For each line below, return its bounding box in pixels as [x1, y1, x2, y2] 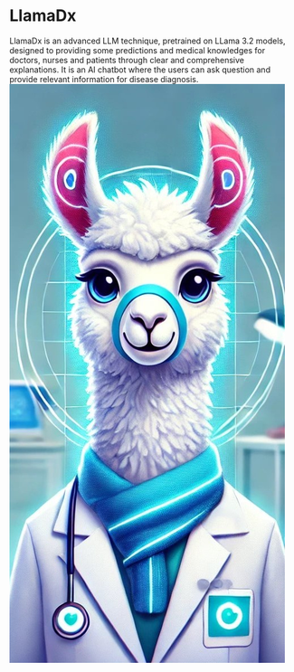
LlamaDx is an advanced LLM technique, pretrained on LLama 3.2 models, [9, 35, 287, 46]
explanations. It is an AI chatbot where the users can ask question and [9, 64, 271, 75]
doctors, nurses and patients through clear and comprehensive [9, 54, 244, 65]
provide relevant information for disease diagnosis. [9, 73, 199, 84]
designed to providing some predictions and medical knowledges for [9, 44, 265, 55]
